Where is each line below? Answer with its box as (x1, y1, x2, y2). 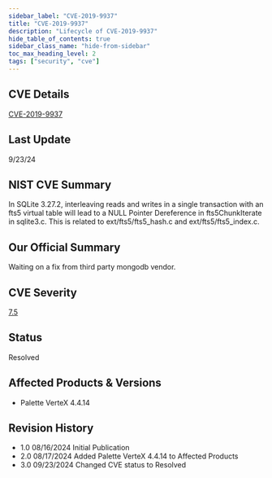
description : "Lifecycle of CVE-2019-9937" (8, 27, 158, 35)
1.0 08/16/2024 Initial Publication (19, 443, 130, 453)
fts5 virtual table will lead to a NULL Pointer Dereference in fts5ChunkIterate (8, 208, 262, 218)
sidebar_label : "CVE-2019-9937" (8, 11, 118, 20)
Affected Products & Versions (8, 376, 162, 390)
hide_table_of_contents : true (8, 34, 111, 43)
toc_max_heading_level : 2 (8, 50, 96, 58)
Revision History (8, 421, 94, 435)
